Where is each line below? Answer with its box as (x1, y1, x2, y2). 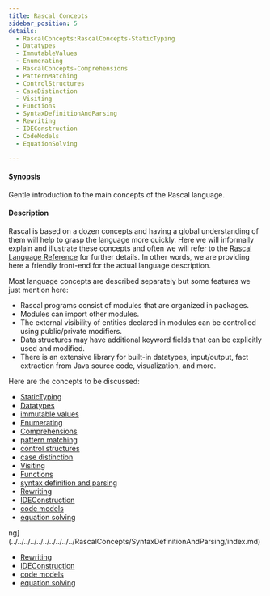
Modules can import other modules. (19, 309, 140, 319)
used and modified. (19, 343, 85, 353)
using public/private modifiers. (19, 326, 123, 336)
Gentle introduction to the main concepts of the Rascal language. (8, 189, 225, 199)
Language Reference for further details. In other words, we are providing (8, 252, 251, 261)
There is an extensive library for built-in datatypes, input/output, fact (19, 352, 249, 361)
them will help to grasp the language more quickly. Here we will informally (8, 235, 255, 244)
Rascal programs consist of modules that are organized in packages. (19, 300, 249, 310)
